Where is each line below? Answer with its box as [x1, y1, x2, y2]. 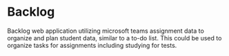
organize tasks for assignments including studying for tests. [7, 41, 177, 49]
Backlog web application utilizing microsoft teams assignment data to [7, 27, 205, 35]
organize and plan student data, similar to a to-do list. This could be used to [7, 33, 222, 42]
